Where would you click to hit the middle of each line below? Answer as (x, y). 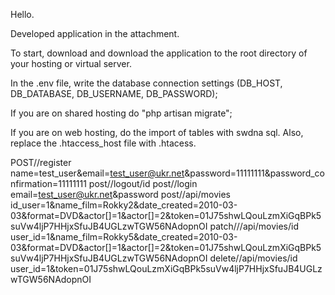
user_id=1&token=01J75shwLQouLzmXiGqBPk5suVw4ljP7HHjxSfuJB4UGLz (166, 268)
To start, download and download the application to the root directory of (159, 53)
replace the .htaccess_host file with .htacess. (103, 143)
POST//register (41, 162)
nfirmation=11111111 (48, 183)
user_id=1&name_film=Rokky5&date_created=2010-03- (124, 237)
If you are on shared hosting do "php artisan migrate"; (121, 113)
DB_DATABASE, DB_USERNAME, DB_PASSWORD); (114, 93)
